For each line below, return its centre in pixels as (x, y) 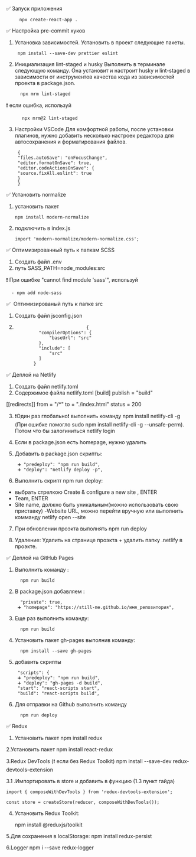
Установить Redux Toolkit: (47, 813)
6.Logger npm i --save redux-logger (50, 848)
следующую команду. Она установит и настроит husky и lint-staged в (102, 71)
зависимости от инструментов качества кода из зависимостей (94, 77)
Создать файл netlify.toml (46, 387)
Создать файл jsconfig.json (48, 316)
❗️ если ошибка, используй (39, 105)
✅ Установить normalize (36, 195)
